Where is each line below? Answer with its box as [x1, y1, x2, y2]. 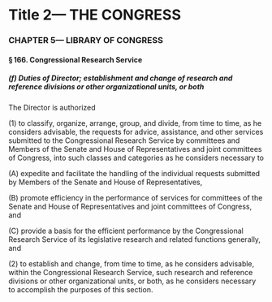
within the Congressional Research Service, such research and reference [8, 267, 253, 277]
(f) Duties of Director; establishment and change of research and [8, 73, 233, 83]
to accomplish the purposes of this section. [8, 284, 153, 294]
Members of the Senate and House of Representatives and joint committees [8, 144, 262, 153]
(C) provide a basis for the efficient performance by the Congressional [8, 226, 244, 235]
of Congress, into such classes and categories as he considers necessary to [8, 153, 265, 162]
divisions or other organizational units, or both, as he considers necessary [8, 276, 257, 286]
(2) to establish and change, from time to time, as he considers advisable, [8, 258, 255, 269]
